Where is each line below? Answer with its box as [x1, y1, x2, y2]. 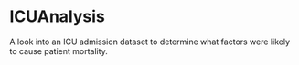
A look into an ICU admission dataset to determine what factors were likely [9, 36, 291, 47]
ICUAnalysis [9, 6, 105, 27]
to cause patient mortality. [9, 45, 108, 56]
